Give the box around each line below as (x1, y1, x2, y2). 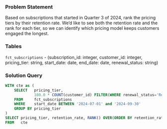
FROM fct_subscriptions (14, 97, 72, 102)
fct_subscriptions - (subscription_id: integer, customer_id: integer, (5, 54, 143, 60)
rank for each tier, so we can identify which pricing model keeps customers (5, 25, 160, 31)
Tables (5, 43, 22, 50)
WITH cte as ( (5, 83, 35, 88)
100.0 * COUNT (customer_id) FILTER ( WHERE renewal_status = (34, 92, 157, 97)
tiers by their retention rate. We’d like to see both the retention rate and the (5, 20, 158, 26)
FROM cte (5, 120, 28, 125)
